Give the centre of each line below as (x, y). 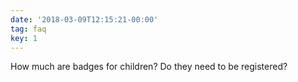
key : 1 (24, 38)
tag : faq (28, 29)
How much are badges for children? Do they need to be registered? (149, 67)
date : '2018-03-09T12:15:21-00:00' (84, 19)
